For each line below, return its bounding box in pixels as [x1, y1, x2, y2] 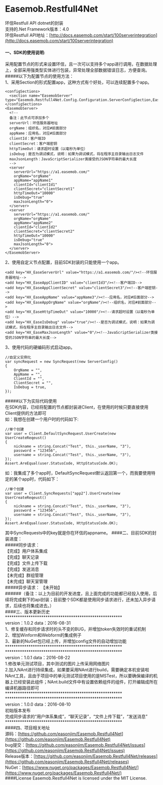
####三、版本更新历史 [5, 609, 50, 615]
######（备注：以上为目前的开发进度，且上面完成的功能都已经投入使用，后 [5, 591, 158, 597]
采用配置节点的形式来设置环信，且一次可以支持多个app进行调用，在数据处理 [5, 61, 158, 67]
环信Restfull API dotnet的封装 [5, 20, 64, 26]
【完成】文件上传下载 [5, 560, 48, 566]
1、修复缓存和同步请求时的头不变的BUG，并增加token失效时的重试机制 [5, 626, 147, 632]
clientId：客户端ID [9, 136, 46, 141]
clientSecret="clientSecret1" [14, 187, 75, 191]
